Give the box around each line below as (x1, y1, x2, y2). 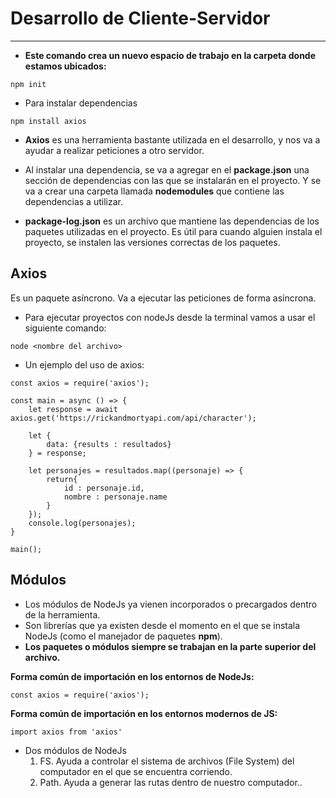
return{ (46, 474, 78, 484)
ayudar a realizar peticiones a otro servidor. (24, 144, 205, 156)
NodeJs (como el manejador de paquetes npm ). (24, 630, 223, 642)
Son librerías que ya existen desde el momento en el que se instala (24, 619, 301, 631)
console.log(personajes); (28, 518, 137, 528)
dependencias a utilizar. (24, 195, 123, 207)
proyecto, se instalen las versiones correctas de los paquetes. (24, 236, 281, 248)
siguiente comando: (24, 322, 107, 334)
